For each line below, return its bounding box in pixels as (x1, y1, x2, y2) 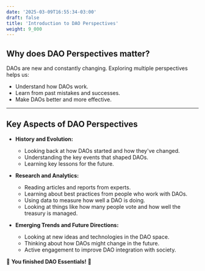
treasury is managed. (24, 209, 78, 217)
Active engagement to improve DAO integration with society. (24, 246, 176, 253)
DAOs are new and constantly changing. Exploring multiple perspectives (6, 65, 188, 72)
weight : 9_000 (6, 26, 43, 32)
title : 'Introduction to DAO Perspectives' (6, 20, 119, 26)
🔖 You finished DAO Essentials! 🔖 (6, 258, 92, 265)
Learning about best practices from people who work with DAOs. (24, 190, 188, 197)
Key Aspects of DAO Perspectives (6, 119, 138, 130)
